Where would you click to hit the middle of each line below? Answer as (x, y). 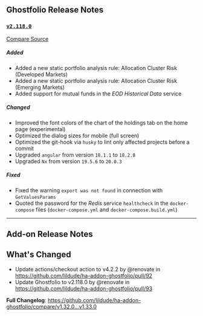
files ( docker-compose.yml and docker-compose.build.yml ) (106, 209)
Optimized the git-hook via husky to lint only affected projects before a (102, 142)
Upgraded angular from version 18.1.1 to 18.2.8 (75, 155)
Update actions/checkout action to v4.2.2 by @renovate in (88, 269)
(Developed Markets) (41, 74)
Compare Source (27, 39)
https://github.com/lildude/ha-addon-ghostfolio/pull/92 (84, 276)
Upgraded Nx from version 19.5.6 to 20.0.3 (68, 161)
